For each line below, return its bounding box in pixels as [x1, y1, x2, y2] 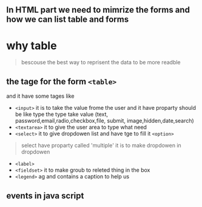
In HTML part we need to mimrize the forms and [6, 5, 190, 15]
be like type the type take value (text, [15, 110, 108, 118]
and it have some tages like [6, 92, 75, 100]
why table [6, 39, 57, 52]
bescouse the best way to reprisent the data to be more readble [21, 59, 181, 66]
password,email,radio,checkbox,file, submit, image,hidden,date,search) [15, 117, 194, 124]
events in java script [6, 191, 84, 201]
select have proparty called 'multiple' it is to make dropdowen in [21, 142, 182, 149]
